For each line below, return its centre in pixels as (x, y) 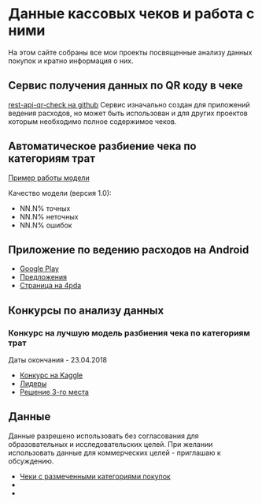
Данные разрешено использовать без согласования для (103, 436)
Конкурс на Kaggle (51, 375)
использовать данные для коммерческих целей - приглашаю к (115, 452)
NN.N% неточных (49, 216)
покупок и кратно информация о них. (71, 61)
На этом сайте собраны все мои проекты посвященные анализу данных (130, 52)
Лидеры (33, 384)
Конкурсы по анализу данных (86, 310)
